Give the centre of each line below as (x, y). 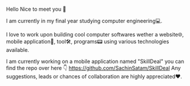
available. (18, 50)
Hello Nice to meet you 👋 (36, 9)
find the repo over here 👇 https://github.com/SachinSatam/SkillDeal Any (94, 68)
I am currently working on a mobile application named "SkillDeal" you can (95, 61)
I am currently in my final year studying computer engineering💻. (84, 21)
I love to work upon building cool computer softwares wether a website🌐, (95, 34)
